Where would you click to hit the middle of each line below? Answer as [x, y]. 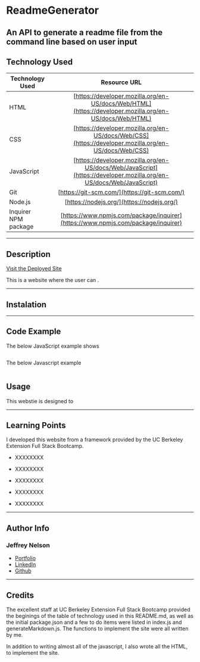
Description [28, 254]
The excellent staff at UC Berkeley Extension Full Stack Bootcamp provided [98, 610]
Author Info [28, 528]
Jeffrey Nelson [28, 545]
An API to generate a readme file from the [85, 33]
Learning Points [36, 426]
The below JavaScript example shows [53, 346]
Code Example [34, 332]
